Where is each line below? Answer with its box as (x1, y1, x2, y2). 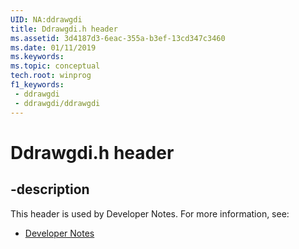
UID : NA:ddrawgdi (10, 14, 83, 25)
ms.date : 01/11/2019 (10, 42, 97, 53)
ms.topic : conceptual (10, 61, 101, 71)
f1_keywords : (10, 80, 65, 90)
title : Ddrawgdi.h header (10, 24, 118, 34)
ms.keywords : (10, 52, 65, 62)
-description (10, 181, 90, 198)
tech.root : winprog (10, 71, 92, 81)
